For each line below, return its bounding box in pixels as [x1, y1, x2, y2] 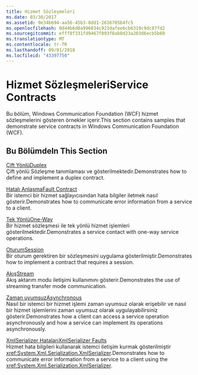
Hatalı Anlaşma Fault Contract [6, 185, 77, 193]
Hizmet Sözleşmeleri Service [6, 78, 149, 92]
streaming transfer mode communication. [6, 283, 107, 290]
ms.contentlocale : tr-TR [6, 42, 67, 48]
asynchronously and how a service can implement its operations [6, 319, 163, 327]
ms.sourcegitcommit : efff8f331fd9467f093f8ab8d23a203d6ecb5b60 [6, 31, 165, 37]
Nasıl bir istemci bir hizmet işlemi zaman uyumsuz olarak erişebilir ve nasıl [6, 301, 186, 308]
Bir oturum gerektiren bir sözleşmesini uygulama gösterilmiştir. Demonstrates [6, 252, 192, 260]
